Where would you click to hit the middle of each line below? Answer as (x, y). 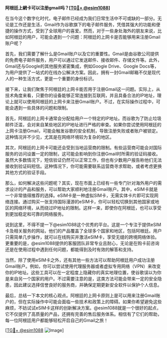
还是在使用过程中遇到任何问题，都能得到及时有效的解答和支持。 (70, 250)
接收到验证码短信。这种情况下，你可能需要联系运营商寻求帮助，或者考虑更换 (83, 166)
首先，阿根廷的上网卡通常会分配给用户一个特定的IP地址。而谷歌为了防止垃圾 (83, 118)
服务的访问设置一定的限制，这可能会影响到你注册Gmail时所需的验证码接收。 (83, 154)
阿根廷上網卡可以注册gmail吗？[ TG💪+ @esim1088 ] (58, 8)
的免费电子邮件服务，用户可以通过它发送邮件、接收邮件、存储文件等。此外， (83, 60)
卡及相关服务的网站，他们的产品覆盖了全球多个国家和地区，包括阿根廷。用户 (83, 231)
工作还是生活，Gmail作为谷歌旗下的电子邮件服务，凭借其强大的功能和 (85, 25)
